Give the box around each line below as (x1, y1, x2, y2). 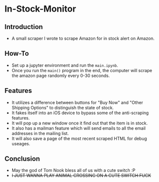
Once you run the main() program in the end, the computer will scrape (11, 67, 153, 73)
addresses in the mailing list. (11, 130, 69, 136)
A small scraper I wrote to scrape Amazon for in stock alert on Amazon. (11, 35, 155, 41)
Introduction (4, 23, 43, 31)
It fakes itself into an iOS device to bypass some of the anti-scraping (11, 110, 149, 116)
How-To (4, 49, 29, 58)
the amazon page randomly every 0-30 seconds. (11, 73, 110, 78)
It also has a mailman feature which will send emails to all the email (11, 125, 146, 131)
